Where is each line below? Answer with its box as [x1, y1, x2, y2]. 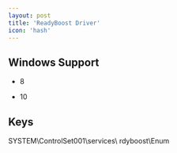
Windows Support [8, 55, 100, 69]
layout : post [8, 11, 51, 20]
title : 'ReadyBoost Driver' [8, 19, 101, 27]
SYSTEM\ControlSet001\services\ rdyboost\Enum [8, 136, 170, 145]
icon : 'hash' [8, 26, 51, 34]
